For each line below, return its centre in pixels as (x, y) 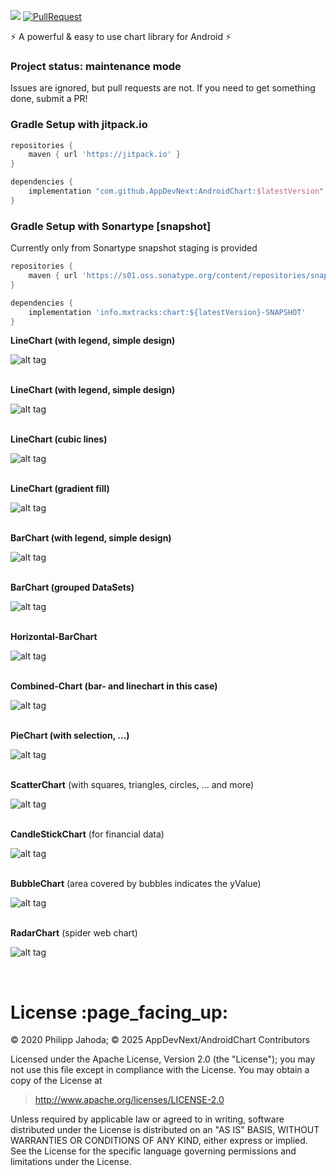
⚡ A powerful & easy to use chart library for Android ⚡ (121, 36)
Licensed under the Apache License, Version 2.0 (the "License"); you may (163, 1059)
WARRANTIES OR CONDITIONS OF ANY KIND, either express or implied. (159, 1141)
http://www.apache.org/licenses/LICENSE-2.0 (129, 1100)
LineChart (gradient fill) (60, 489)
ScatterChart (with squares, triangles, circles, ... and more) (132, 785)
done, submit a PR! (49, 99)
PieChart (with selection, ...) (70, 736)
